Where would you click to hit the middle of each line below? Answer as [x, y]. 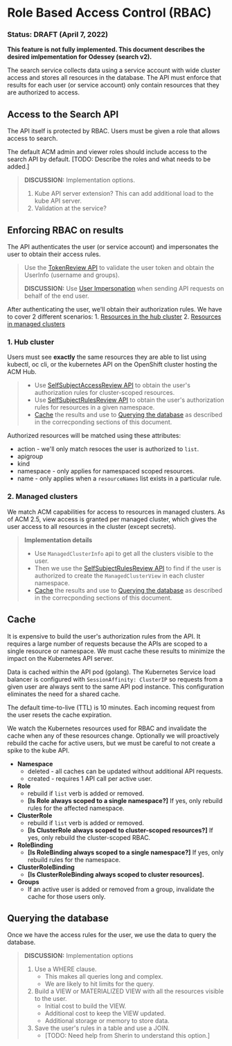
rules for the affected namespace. [76, 808]
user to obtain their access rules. [54, 254]
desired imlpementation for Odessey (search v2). [80, 57]
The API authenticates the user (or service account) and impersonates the [113, 247]
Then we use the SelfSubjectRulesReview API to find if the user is [128, 568]
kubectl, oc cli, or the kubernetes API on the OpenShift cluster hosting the [112, 364]
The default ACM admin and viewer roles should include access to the [107, 152]
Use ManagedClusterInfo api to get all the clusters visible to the [124, 553]
